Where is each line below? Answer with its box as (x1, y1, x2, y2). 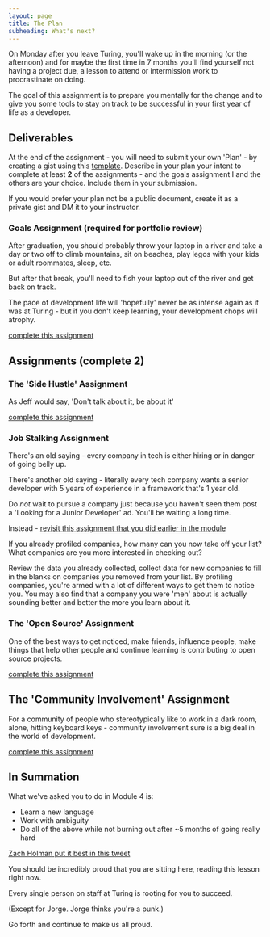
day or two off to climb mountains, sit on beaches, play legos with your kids (8, 250, 260, 259)
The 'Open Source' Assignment (8, 618, 135, 629)
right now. (8, 873, 42, 883)
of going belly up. (8, 460, 67, 469)
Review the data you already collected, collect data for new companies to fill (8, 563, 262, 574)
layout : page (8, 11, 52, 20)
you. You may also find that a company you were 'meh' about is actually (8, 589, 247, 599)
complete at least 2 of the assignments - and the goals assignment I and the (8, 170, 261, 179)
